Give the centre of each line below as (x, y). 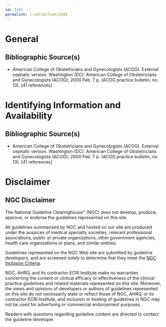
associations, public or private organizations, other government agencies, (81, 238)
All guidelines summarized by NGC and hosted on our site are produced (79, 227)
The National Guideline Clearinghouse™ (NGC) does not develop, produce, (81, 212)
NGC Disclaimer (30, 200)
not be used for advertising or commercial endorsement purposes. (73, 304)
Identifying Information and (63, 105)
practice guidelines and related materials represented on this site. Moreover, (83, 283)
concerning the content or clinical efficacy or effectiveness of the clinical (80, 278)
